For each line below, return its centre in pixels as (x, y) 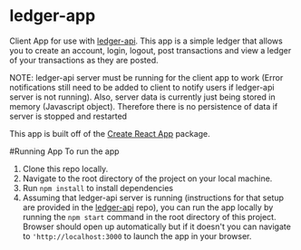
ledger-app (53, 16)
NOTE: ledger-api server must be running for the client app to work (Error (146, 77)
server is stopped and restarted (68, 116)
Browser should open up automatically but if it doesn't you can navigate (157, 226)
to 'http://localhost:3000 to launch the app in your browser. (137, 236)
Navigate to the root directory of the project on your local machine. (147, 178)
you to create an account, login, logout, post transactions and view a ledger (150, 50)
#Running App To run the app (64, 151)
